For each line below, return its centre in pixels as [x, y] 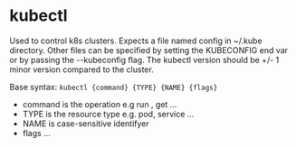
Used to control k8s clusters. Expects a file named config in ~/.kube [136, 41]
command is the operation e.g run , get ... [100, 104]
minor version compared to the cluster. [81, 69]
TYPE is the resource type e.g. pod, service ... [108, 114]
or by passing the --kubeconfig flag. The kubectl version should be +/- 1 [144, 60]
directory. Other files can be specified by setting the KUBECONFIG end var [148, 50]
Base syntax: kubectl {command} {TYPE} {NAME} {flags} [114, 87]
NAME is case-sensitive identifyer [86, 124]
